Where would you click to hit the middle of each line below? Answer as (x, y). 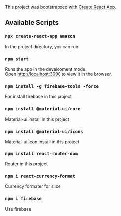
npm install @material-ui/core (43, 109)
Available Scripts (32, 23)
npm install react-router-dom (42, 154)
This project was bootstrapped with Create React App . (61, 7)
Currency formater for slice (33, 186)
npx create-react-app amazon (40, 36)
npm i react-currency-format (40, 176)
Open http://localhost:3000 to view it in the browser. (59, 74)
